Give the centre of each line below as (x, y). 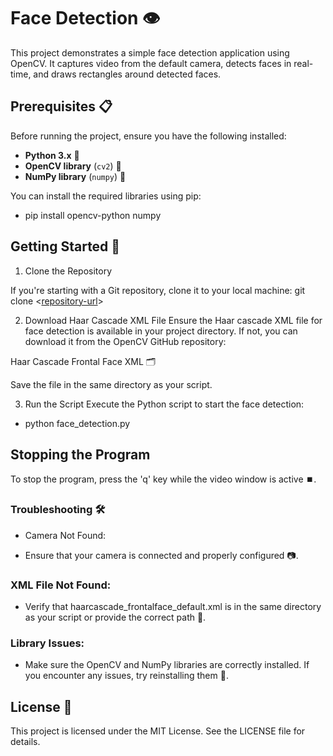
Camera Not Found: (65, 535)
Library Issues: (47, 643)
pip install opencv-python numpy (93, 215)
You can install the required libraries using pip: (106, 196)
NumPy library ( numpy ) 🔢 (75, 176)
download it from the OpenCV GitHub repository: (125, 341)
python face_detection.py (77, 423)
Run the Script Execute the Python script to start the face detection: (164, 404)
